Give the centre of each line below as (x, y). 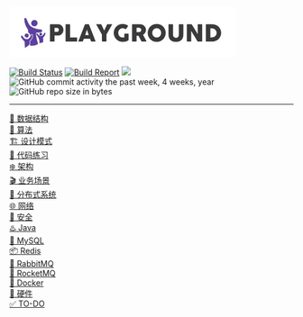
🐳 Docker (27, 283)
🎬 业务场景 (30, 180)
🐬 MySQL (27, 240)
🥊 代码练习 (29, 155)
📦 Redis (25, 251)
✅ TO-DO (27, 303)
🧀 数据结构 (29, 118)
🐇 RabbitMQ (32, 263)
